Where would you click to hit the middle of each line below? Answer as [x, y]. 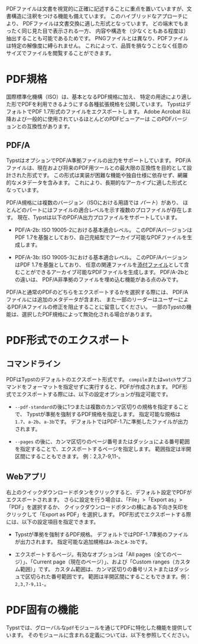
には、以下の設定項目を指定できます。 [53, 521]
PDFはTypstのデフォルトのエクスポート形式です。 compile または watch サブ [96, 379]
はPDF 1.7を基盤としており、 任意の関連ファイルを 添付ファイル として [99, 265]
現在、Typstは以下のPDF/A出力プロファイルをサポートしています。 [99, 217]
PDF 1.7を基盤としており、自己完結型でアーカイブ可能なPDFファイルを [101, 237]
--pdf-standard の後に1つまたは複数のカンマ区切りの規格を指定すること [102, 407]
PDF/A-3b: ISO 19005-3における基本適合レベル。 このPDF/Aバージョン [101, 257]
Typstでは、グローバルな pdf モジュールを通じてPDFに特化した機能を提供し [97, 627]
